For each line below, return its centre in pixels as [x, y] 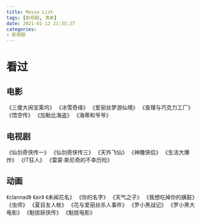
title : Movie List [30, 12]
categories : [21, 29]
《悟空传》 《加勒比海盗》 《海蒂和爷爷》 [59, 115]
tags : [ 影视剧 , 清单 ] [32, 18]
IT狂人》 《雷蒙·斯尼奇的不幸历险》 [68, 159]
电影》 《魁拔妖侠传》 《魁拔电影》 [51, 212]
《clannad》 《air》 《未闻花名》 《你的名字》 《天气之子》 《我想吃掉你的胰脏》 [102, 197]
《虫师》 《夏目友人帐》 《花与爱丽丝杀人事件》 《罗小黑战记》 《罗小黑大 [100, 205]
